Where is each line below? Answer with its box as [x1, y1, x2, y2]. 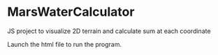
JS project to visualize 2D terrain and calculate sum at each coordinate [7, 27, 211, 35]
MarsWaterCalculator [7, 4, 135, 20]
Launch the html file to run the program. [7, 40, 122, 48]
